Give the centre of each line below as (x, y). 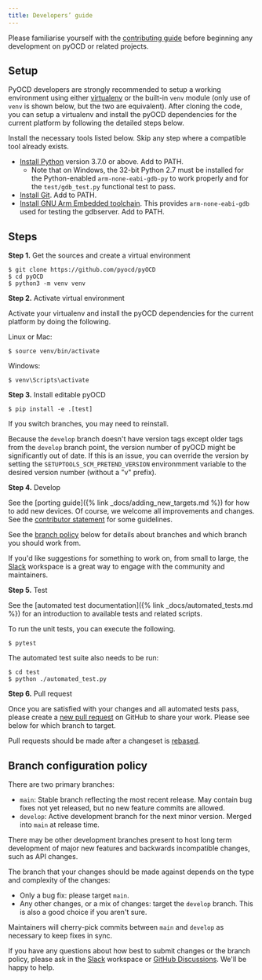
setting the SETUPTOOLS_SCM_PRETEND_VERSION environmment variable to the (127, 464)
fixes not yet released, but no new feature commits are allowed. (122, 808)
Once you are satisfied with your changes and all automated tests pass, (124, 709)
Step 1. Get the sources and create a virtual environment (99, 255)
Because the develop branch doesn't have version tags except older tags (126, 439)
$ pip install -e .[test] (50, 409)
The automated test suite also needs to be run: (84, 658)
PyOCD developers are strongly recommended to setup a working (115, 90)
